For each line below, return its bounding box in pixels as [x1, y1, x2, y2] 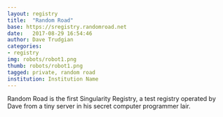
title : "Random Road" [7, 17, 74, 24]
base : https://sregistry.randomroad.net [7, 23, 128, 30]
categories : [7, 43, 42, 50]
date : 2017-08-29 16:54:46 [7, 29, 93, 37]
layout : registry [7, 10, 58, 18]
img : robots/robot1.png [7, 56, 77, 63]
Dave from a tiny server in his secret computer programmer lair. [7, 102, 191, 111]
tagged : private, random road [7, 69, 96, 76]
